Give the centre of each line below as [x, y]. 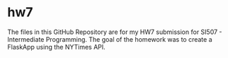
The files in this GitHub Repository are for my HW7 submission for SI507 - [115, 32]
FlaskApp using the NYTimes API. [57, 47]
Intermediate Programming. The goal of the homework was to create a [110, 39]
